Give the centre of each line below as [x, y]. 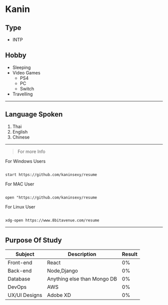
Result [129, 254]
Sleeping [21, 67]
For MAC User [20, 184]
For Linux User [20, 206]
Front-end [20, 262]
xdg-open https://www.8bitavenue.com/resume [52, 220]
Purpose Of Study [33, 240]
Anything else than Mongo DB [82, 279]
